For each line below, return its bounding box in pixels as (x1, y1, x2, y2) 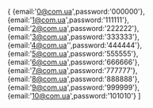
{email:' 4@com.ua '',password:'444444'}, (7, 40, 143, 50)
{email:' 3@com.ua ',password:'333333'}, (7, 32, 140, 41)
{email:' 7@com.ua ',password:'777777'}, (7, 66, 138, 75)
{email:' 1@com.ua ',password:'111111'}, (7, 15, 130, 25)
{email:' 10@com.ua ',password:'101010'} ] (7, 91, 141, 100)
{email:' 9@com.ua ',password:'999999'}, (7, 83, 140, 92)
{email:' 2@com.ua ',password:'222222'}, (7, 24, 140, 33)
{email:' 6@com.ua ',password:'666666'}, (7, 57, 140, 67)
